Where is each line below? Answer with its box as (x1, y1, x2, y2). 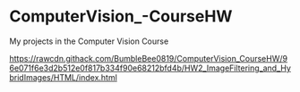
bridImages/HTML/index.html (9, 71, 118, 82)
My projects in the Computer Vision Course (9, 36, 169, 46)
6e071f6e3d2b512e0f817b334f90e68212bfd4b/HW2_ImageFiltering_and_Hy (9, 63, 291, 73)
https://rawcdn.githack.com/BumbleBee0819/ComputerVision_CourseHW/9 (9, 53, 288, 63)
